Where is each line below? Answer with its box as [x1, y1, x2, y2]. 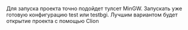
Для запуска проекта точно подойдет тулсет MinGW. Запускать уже [6, 5, 183, 12]
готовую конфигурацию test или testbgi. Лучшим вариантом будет [6, 11, 178, 18]
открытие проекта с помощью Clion [6, 18, 99, 24]
